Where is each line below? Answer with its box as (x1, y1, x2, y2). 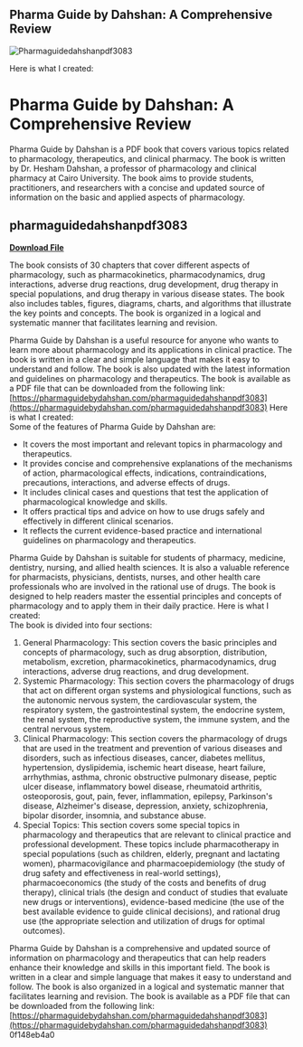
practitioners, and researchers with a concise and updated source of (9, 182, 265, 193)
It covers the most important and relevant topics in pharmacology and (22, 439, 283, 449)
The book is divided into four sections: (9, 619, 153, 630)
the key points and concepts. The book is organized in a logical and (9, 307, 261, 318)
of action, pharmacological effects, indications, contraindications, (22, 467, 267, 478)
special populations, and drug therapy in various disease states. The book (9, 288, 285, 299)
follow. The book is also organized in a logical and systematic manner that (9, 981, 285, 992)
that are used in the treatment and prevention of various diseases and (22, 742, 283, 753)
